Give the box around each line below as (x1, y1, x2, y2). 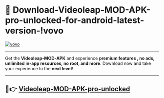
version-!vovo (5, 25, 64, 36)
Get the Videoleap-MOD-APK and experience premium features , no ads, (5, 55, 155, 61)
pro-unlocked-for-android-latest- (5, 15, 144, 26)
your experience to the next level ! (5, 65, 73, 71)
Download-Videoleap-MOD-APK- (13, 4, 150, 16)
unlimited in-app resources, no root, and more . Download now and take (5, 60, 151, 66)
